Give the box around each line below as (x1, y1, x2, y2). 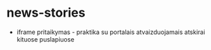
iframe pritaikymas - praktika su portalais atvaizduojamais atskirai (16, 28, 205, 36)
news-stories (6, 5, 86, 21)
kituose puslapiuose (16, 35, 75, 43)
